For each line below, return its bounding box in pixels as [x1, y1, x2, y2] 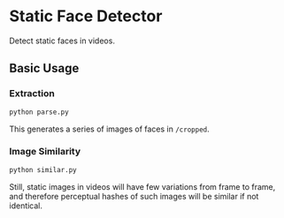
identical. [9, 200, 42, 211]
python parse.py [9, 108, 69, 117]
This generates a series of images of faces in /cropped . [9, 124, 210, 134]
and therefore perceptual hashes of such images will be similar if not [9, 191, 259, 201]
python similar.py [9, 165, 77, 174]
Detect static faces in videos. [9, 35, 115, 46]
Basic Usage [9, 61, 80, 76]
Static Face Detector [9, 6, 163, 26]
